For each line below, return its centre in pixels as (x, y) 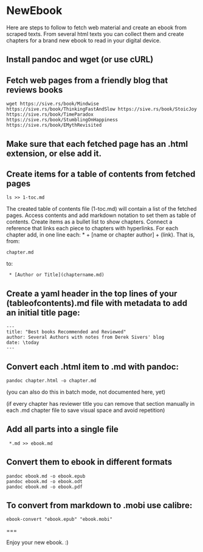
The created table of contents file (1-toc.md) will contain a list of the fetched (101, 209)
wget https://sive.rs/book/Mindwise (53, 104)
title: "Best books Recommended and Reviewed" (66, 332)
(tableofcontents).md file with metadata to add (97, 303)
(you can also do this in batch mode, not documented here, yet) (86, 392)
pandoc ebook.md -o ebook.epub (46, 476)
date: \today (23, 343)
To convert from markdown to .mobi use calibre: (99, 505)
